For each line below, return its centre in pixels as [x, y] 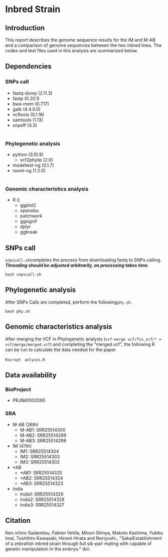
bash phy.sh [18, 311]
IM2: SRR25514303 [40, 456]
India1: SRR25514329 [42, 494]
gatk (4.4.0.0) [27, 109]
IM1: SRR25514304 [39, 451]
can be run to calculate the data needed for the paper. [61, 350]
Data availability [31, 375]
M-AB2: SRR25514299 [43, 435]
